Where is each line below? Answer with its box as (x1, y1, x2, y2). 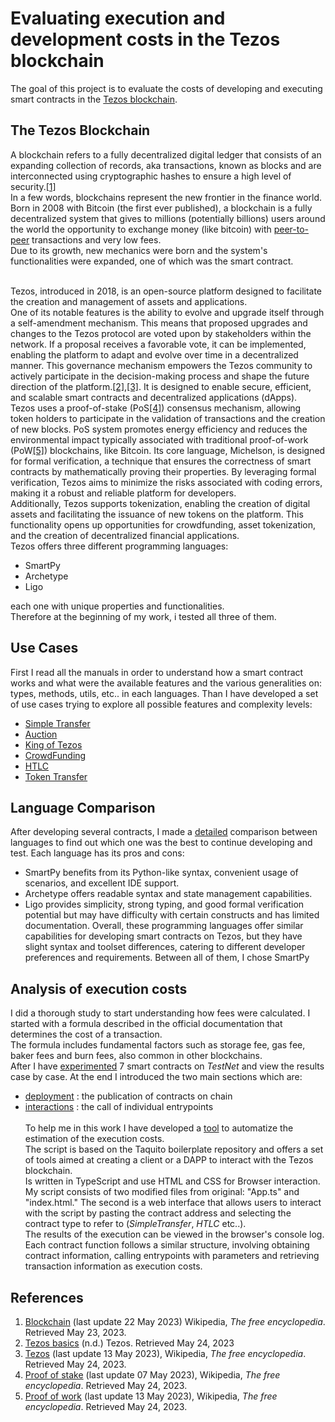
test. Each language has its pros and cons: (10, 847, 185, 859)
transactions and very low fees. (31, 233, 162, 246)
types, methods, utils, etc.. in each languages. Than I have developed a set (10, 687, 319, 699)
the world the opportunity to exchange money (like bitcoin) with (10, 223, 272, 235)
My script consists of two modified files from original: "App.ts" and (24, 1186, 300, 1198)
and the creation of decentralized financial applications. (10, 529, 240, 541)
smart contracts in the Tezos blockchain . (10, 93, 178, 105)
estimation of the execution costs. (24, 1133, 165, 1145)
